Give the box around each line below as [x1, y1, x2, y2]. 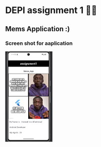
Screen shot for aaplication [5, 40, 73, 47]
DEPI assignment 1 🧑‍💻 [5, 5, 97, 16]
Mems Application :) [5, 25, 70, 33]
